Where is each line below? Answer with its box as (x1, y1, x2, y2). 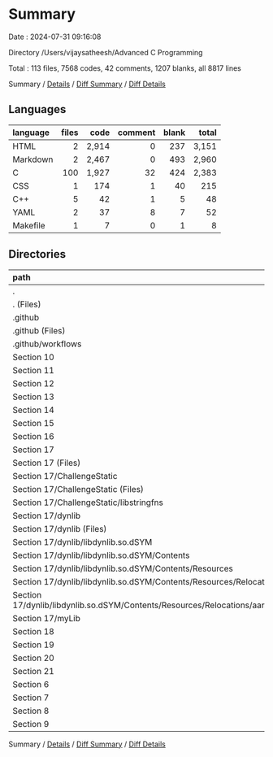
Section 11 (12, 364, 54, 376)
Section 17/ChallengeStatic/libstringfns (12, 497, 164, 508)
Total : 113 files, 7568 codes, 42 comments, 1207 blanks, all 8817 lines (8, 63, 241, 73)
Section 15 (12, 417, 54, 429)
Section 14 (12, 404, 54, 415)
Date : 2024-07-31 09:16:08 (8, 32, 102, 41)
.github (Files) (12, 324, 66, 336)
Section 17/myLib (12, 612, 81, 624)
